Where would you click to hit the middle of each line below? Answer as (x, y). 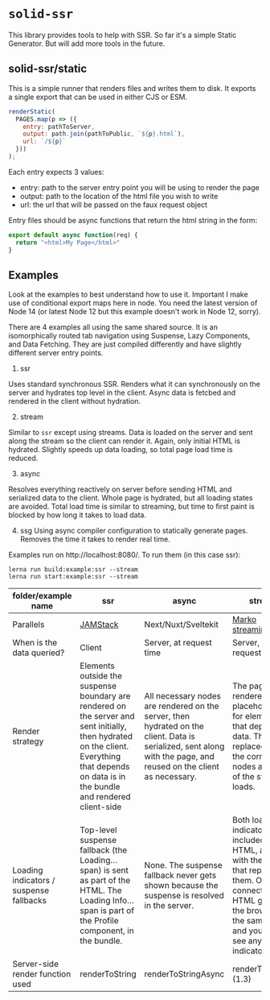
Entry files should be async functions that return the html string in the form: (133, 220)
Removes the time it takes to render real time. (95, 539)
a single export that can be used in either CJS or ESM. (98, 97)
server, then (167, 716)
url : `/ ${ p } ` (45, 142)
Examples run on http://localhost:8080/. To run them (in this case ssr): (125, 555)
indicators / (34, 881)
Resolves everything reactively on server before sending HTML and (120, 489)
